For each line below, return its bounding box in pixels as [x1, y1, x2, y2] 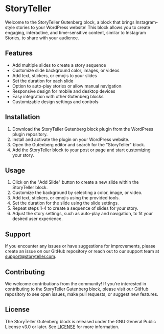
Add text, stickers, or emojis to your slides [12, 72, 97, 79]
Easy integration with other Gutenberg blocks [12, 93, 104, 99]
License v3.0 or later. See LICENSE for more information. [5, 324, 119, 330]
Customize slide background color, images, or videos [12, 67, 120, 73]
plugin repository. [12, 131, 48, 137]
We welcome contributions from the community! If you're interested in [5, 281, 146, 286]
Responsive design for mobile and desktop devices [12, 88, 116, 94]
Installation [5, 113, 40, 121]
